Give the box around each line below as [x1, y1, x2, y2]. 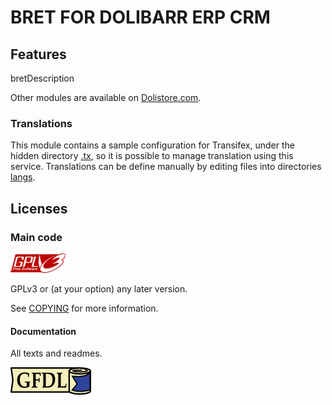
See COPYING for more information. [10, 302, 159, 314]
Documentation [10, 325, 77, 337]
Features [10, 46, 67, 63]
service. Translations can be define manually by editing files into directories [10, 161, 322, 173]
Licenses [10, 200, 68, 217]
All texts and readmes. [10, 347, 103, 360]
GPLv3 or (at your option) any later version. [10, 282, 188, 295]
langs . [10, 171, 36, 183]
